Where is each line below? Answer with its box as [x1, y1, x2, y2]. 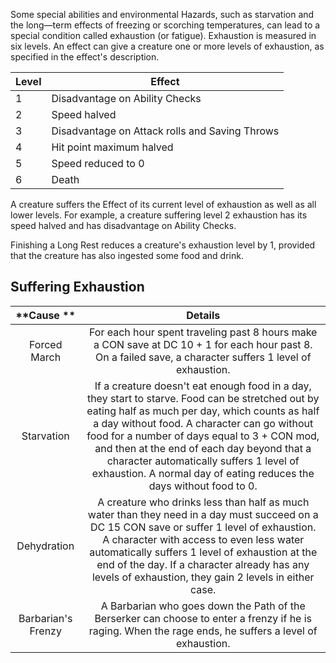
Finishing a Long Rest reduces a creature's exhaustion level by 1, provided [10, 239, 316, 251]
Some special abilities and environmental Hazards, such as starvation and [10, 9, 315, 20]
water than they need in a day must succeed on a [87, 507, 319, 521]
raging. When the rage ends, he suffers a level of [88, 624, 318, 638]
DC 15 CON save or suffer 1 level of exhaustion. [89, 520, 317, 534]
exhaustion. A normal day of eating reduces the [91, 466, 315, 480]
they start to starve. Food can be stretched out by [86, 391, 320, 405]
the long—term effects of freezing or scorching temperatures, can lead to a [10, 19, 321, 31]
